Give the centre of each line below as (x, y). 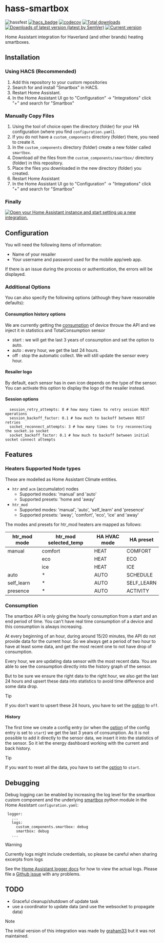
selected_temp (66, 543)
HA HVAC (108, 536)
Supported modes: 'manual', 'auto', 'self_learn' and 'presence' (82, 510)
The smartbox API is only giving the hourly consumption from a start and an (81, 616)
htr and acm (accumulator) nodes (45, 489)
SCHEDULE (140, 575)
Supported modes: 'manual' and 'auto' (58, 494)
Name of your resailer (34, 254)
